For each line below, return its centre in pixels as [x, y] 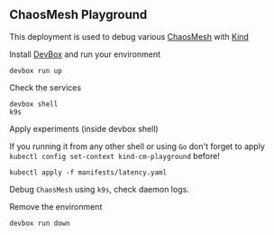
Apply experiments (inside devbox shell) [84, 128]
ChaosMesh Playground [78, 15]
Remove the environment [56, 206]
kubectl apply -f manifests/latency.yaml [88, 172]
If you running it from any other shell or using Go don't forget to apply [137, 146]
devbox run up [36, 70]
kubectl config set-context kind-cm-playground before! [115, 155]
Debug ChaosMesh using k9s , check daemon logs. [99, 189]
